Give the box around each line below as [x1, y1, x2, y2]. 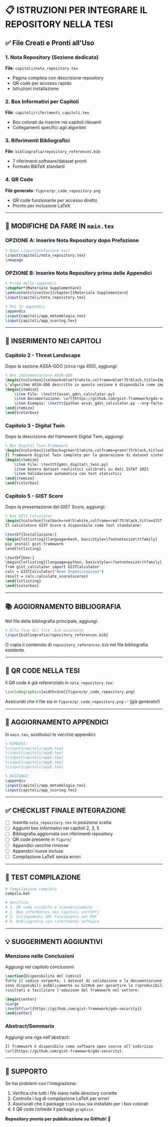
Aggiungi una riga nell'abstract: [5, 1034, 70, 1040]
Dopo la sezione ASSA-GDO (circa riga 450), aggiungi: [5, 363, 118, 369]
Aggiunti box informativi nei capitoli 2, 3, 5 [12, 825, 99, 831]
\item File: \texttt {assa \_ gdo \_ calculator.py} [14, 391, 115, 396]
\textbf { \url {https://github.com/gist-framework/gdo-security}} [5, 1006, 142, 1011]
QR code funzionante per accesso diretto [12, 197, 97, 203]
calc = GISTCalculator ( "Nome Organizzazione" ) [5, 569, 104, 574]
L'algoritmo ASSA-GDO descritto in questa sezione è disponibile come [5, 382, 155, 387]
